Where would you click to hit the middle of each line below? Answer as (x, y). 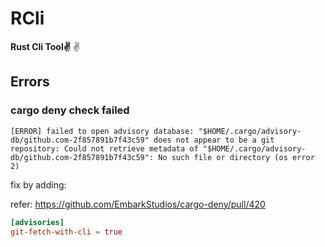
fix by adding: (38, 184)
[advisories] (37, 222)
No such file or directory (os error (236, 157)
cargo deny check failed (70, 110)
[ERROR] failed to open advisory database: (102, 131)
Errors (30, 82)
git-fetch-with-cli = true (66, 232)
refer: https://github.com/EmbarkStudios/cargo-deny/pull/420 (138, 204)
